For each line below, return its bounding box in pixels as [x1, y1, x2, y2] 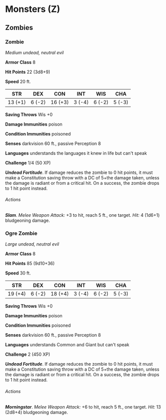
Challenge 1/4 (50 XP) [5, 159, 51, 165]
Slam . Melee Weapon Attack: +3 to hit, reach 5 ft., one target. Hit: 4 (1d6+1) [5, 212, 160, 218]
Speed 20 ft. [5, 78, 31, 84]
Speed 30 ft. [5, 270, 31, 276]
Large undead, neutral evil [5, 241, 60, 247]
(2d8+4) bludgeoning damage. [5, 409, 68, 415]
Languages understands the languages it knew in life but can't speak [5, 150, 147, 156]
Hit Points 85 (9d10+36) [5, 261, 55, 267]
